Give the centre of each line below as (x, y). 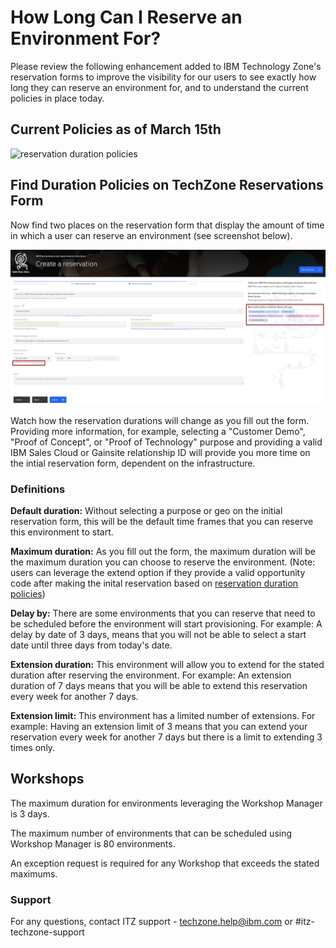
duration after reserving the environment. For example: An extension (151, 675)
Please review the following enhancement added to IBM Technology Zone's (166, 66)
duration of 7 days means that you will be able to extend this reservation (159, 685)
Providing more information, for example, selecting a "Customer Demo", (158, 431)
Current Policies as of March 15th (116, 129)
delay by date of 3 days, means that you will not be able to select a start (158, 634)
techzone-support (47, 932)
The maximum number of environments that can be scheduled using (151, 833)
